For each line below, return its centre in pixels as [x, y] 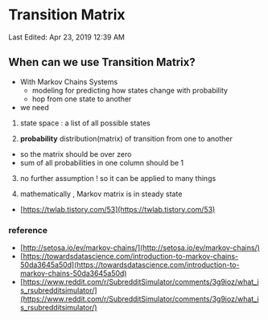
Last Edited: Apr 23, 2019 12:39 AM [67, 37]
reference [28, 230]
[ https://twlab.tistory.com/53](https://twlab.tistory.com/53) [118, 209]
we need [35, 107]
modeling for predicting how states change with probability [130, 90]
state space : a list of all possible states [85, 123]
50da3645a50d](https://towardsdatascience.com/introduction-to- [130, 265]
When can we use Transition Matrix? [102, 62]
